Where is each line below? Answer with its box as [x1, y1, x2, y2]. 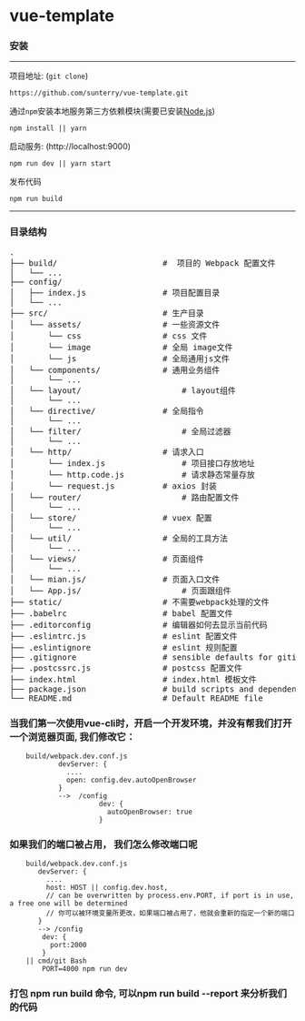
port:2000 [49, 941, 88, 950]
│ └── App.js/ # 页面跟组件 [9, 585, 231, 596]
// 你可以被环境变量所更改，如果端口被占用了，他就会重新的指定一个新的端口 [45, 909, 295, 918]
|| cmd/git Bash [25, 956, 88, 965]
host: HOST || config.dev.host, [45, 884, 169, 893]
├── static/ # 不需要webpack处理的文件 [9, 597, 270, 607]
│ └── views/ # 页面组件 [9, 553, 204, 564]
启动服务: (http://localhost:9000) [9, 141, 132, 152]
